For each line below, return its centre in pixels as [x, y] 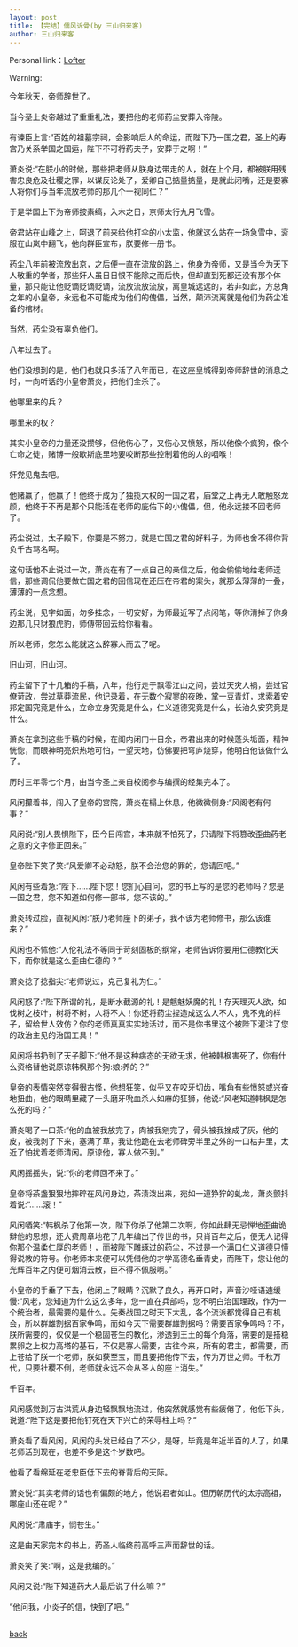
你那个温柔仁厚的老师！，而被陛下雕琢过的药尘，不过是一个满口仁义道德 [141, 1247]
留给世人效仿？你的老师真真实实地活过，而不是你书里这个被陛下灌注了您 [157, 1024]
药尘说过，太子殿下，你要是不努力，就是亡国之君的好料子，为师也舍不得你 [145, 538]
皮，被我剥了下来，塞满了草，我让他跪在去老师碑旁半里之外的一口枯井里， [145, 1141]
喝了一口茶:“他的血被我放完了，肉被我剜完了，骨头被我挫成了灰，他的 [152, 1131]
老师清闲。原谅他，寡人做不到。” [106, 1153]
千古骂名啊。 [40, 549]
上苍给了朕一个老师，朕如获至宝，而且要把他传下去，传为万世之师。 [133, 1357]
